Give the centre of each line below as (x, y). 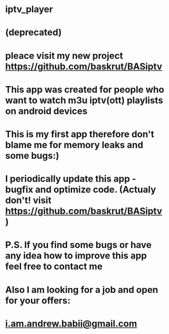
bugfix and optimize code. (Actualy (81, 190)
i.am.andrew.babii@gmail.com (71, 324)
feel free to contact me (54, 266)
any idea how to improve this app (76, 256)
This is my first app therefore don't (80, 134)
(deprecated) (34, 33)
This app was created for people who (85, 89)
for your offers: (38, 300)
